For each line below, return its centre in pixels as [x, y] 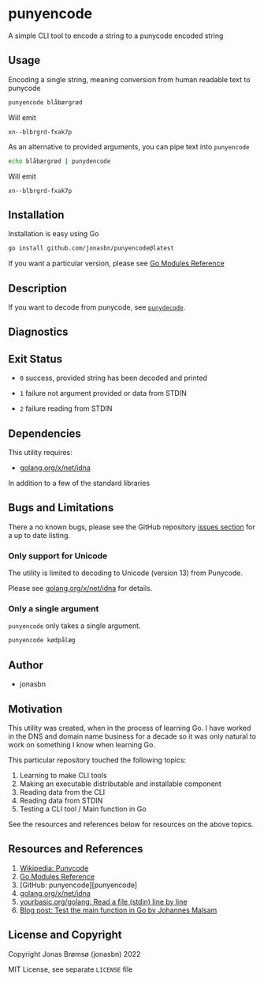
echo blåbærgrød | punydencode [59, 161]
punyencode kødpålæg [42, 641]
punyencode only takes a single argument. [74, 626]
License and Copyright [65, 935]
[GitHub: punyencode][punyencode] [78, 885]
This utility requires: [40, 453]
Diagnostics [38, 332]
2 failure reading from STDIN [66, 408]
